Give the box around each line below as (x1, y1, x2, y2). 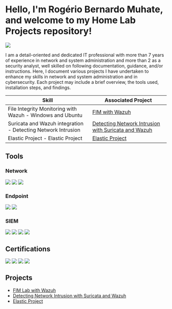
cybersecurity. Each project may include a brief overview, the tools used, (5, 79, 159, 85)
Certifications (5, 245, 51, 253)
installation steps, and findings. (5, 84, 71, 91)
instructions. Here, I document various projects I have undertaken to (5, 68, 149, 74)
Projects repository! (5, 26, 92, 37)
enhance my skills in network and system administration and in (5, 73, 138, 80)
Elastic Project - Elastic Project (8, 135, 83, 142)
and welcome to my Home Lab (5, 14, 136, 26)
